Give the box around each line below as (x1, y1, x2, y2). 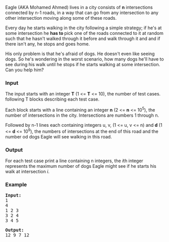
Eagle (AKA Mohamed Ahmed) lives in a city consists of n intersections (5, 5, 153, 10)
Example (5, 181, 27, 188)
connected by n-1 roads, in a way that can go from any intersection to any (5, 10, 159, 16)
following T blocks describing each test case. (5, 96, 100, 103)
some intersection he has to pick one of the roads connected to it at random (5, 30, 164, 36)
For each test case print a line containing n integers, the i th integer (5, 158, 144, 164)
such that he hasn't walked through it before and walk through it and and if (5, 35, 160, 41)
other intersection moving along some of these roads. (5, 15, 117, 21)
